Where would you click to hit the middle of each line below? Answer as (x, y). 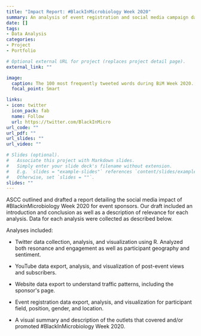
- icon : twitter (26, 105)
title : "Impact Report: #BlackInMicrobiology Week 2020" (79, 12)
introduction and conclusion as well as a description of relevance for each (97, 212)
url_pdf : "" (21, 133)
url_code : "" (22, 127)
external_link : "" (29, 67)
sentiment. (28, 255)
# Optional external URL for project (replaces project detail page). (96, 61)
